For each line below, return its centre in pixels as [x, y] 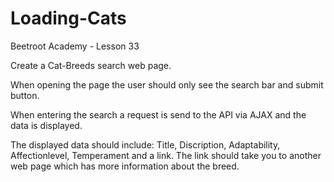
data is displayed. [46, 125]
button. [25, 95]
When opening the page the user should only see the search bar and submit [167, 84]
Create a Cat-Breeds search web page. [91, 65]
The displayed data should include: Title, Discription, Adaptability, [145, 144]
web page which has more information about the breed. [125, 166]
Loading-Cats [68, 18]
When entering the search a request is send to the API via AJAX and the [158, 114]
